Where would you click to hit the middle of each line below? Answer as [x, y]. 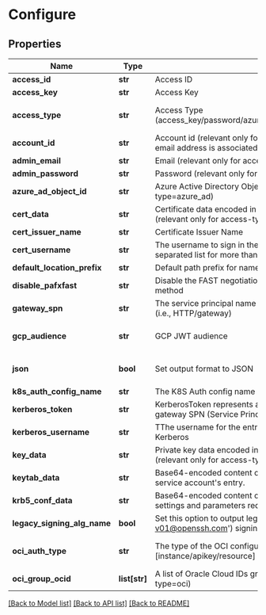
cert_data [30, 214]
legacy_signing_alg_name [62, 523]
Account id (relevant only [201, 138]
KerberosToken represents [204, 404]
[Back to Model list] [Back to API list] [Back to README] [99, 603]
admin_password [46, 174]
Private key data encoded [202, 450]
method [169, 290]
